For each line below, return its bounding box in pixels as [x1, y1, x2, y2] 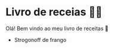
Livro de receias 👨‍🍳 [5, 5, 103, 19]
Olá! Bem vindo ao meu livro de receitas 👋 [5, 25, 109, 32]
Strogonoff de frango [14, 36, 67, 43]
